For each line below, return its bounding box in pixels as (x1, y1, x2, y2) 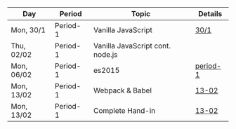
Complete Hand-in (93, 106, 156, 115)
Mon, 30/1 (11, 25, 46, 34)
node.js (93, 50, 118, 59)
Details (197, 9, 223, 18)
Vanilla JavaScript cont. (93, 41, 171, 50)
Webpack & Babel (93, 86, 152, 95)
